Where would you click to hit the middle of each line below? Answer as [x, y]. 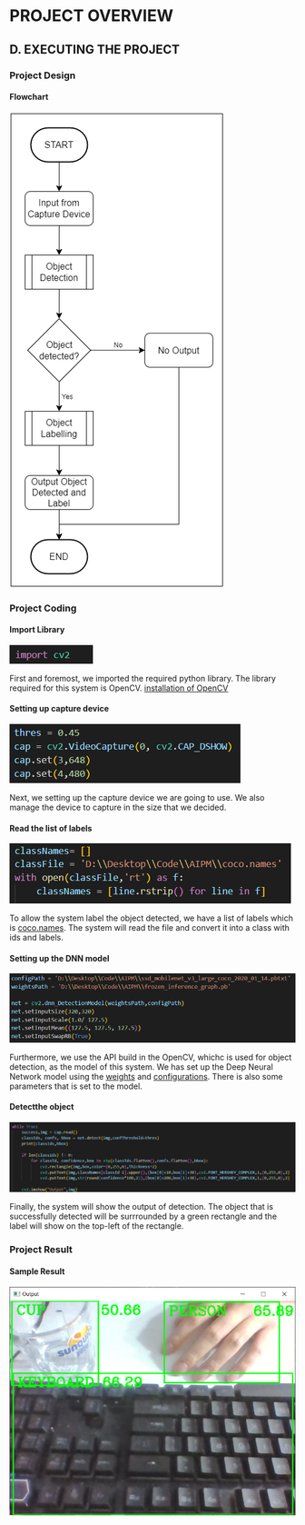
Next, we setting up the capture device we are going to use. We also [137, 798]
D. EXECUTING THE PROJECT [94, 50]
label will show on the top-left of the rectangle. [97, 1226]
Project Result [41, 1250]
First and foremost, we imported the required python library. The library [143, 678]
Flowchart [29, 97]
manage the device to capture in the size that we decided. [118, 807]
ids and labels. [36, 938]
